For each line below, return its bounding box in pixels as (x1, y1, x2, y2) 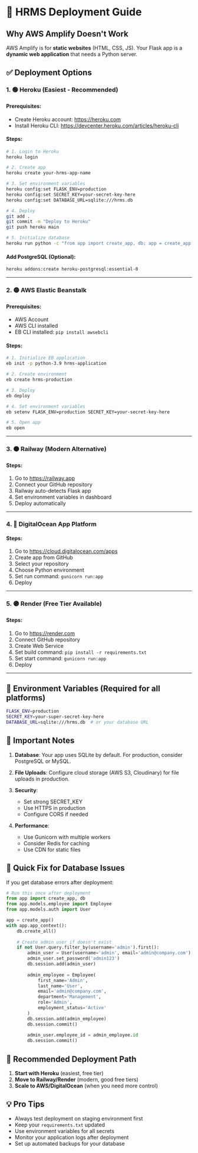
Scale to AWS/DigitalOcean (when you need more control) (14, 1082, 158, 1089)
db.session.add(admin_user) (27, 961, 96, 967)
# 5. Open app (6, 420, 41, 426)
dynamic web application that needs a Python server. (6, 51, 137, 58)
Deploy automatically (14, 500, 66, 507)
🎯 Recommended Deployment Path (6, 1054, 137, 1064)
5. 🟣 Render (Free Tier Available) (6, 599, 102, 608)
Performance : (14, 822, 49, 829)
